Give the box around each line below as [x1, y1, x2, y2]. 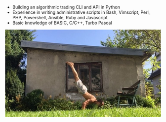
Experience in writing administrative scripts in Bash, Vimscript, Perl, [12, 9, 150, 15]
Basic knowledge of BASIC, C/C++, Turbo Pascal [12, 20, 112, 26]
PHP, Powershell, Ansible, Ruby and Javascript [12, 15, 108, 20]
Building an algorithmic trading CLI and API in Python [12, 4, 120, 10]
